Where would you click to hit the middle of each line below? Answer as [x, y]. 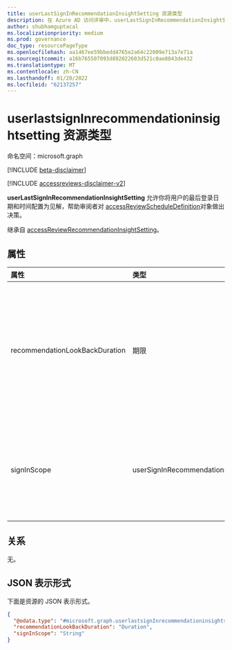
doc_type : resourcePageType [48, 46]
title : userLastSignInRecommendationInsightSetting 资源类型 [95, 14]
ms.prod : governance [37, 39]
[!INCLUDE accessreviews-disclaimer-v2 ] [66, 184]
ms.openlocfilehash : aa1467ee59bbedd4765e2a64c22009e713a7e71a [100, 53]
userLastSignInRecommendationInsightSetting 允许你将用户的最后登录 [110, 197]
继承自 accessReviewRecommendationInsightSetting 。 [85, 230]
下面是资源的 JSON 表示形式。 [51, 601]
